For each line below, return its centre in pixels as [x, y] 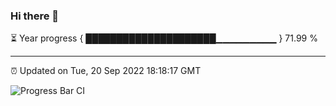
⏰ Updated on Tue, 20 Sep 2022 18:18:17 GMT [106, 71]
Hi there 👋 [35, 16]
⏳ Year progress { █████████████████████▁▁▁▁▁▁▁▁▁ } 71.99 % [164, 38]
